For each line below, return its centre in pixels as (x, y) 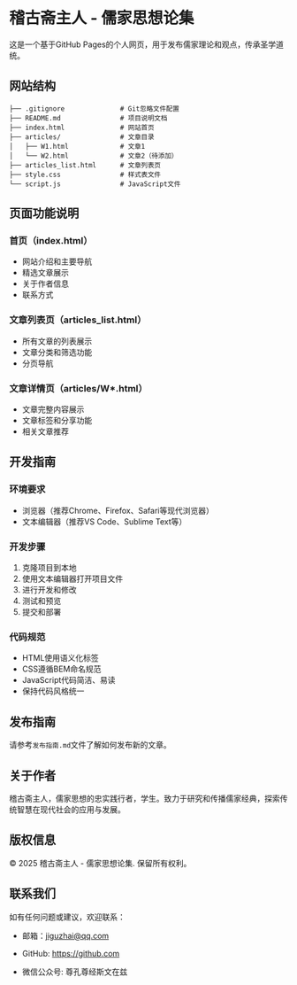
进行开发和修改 (49, 590)
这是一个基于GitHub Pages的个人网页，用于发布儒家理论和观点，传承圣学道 (147, 44)
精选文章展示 (45, 273)
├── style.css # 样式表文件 (85, 175)
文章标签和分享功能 (57, 421)
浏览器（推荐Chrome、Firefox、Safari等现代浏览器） (118, 510)
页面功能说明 (44, 213)
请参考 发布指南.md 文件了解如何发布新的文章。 (91, 745)
